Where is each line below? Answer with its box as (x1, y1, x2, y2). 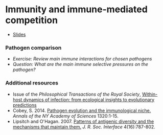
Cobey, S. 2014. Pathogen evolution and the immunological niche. (12, 107, 151, 114)
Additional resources (5, 79, 59, 86)
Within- (142, 91, 158, 97)
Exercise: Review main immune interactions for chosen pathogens (12, 56, 152, 62)
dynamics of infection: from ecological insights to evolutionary (23, 96, 155, 103)
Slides (12, 31, 26, 37)
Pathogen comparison (5, 44, 62, 51)
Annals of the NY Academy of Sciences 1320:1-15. (12, 112, 119, 119)
